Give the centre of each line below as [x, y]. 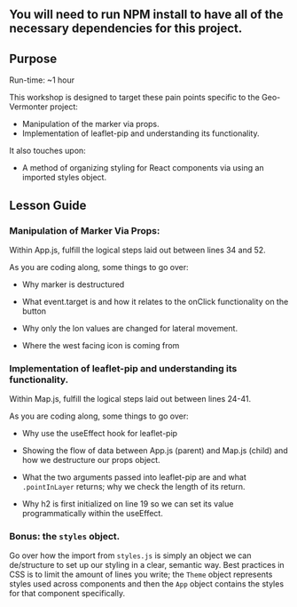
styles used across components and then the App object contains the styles [147, 584]
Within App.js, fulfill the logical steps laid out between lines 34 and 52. [137, 250]
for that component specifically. [67, 594]
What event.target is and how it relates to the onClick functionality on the [155, 301]
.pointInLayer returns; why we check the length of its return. [133, 487]
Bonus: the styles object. [65, 537]
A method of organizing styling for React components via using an [143, 168]
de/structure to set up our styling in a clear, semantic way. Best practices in [147, 565]
